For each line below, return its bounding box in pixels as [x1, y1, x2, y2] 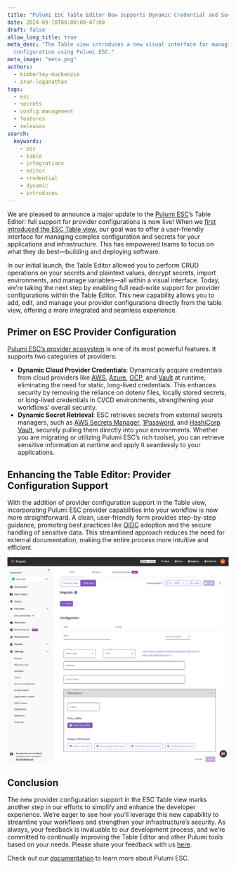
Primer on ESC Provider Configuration [7, 326, 177, 338]
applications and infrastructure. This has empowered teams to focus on [7, 239, 214, 248]
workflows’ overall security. [17, 404, 98, 412]
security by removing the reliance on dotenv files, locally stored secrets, [17, 388, 227, 397]
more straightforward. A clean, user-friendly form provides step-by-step [7, 513, 216, 522]
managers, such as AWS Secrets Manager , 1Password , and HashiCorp [17, 418, 221, 427]
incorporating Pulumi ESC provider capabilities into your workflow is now [7, 506, 218, 514]
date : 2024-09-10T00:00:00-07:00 [7, 18, 105, 26]
